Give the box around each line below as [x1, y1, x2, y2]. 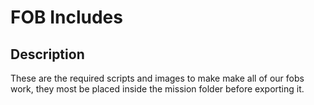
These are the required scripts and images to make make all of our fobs [10, 72, 305, 84]
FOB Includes [10, 6, 123, 29]
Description [10, 46, 85, 63]
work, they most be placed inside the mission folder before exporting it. [10, 83, 305, 95]
